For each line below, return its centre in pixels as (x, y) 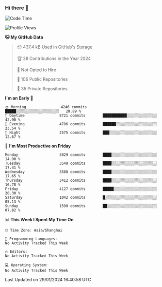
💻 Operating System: (27, 265)
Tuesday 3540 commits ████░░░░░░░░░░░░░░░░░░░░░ (81, 163)
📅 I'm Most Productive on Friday (38, 146)
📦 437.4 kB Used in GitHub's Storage (55, 47)
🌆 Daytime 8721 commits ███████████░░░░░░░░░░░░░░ (81, 116)
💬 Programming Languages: (31, 239)
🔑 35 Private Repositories (42, 89)
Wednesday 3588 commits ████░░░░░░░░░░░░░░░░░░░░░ (81, 172)
